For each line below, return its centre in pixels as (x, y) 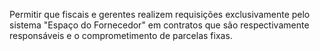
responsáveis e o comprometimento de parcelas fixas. (121, 35)
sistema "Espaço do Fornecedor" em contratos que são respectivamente (159, 25)
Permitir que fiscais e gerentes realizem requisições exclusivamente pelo (160, 14)
